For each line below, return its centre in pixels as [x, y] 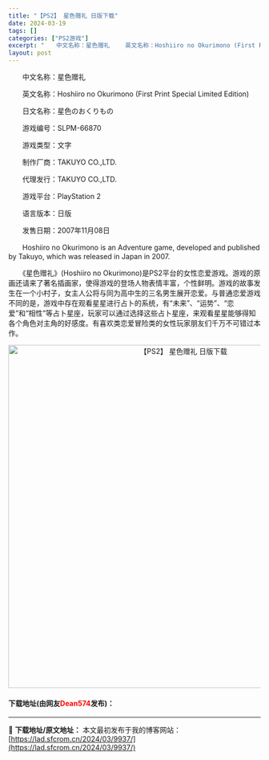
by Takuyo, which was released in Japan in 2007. [89, 256]
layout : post [30, 53]
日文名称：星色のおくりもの [68, 111]
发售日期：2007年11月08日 [66, 230]
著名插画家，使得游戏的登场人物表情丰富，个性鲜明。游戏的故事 [148, 283]
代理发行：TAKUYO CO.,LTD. [70, 179]
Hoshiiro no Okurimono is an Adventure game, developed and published [141, 247]
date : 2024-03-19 [37, 23]
